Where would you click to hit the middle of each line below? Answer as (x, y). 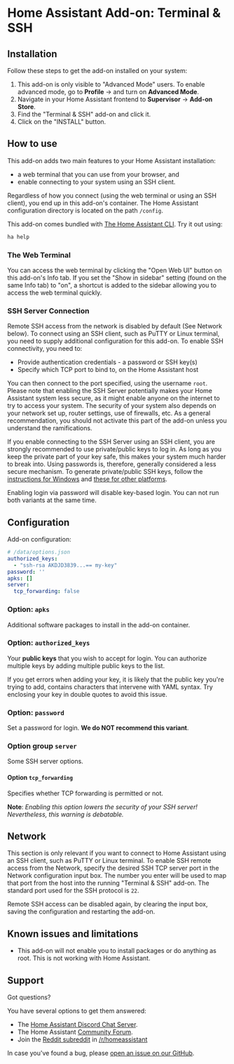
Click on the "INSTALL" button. (62, 122)
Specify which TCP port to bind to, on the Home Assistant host (108, 370)
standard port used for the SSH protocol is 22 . (73, 890)
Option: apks (29, 610)
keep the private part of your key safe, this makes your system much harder (117, 457)
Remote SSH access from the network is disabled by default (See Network (115, 326)
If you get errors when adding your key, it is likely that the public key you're (116, 679)
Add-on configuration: (39, 539)
